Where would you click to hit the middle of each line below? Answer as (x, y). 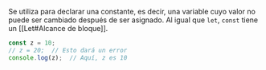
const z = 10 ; (32, 43)
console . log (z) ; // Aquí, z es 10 (68, 58)
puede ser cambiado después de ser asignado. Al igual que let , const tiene (133, 20)
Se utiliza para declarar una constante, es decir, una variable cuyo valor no (132, 12)
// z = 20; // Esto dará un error (68, 50)
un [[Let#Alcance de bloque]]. (58, 28)
